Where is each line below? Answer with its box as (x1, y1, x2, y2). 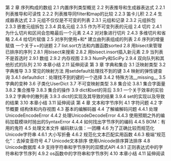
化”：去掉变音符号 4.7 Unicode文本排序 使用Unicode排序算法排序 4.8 (5, 138, 151, 144)
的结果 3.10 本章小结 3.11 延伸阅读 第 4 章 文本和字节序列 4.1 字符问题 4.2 (5, 100, 157, 106)
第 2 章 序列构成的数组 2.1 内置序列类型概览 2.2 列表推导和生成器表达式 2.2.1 (5, 5, 165, 10)
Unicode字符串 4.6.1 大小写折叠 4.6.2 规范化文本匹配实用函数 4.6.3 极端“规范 (5, 132, 166, 137)
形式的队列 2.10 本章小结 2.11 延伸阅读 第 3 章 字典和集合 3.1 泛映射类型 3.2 (9, 61, 166, 68)
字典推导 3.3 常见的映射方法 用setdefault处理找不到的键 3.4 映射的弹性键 (5, 68, 158, 74)
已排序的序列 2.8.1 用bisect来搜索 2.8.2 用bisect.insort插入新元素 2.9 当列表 (5, 49, 163, 55)
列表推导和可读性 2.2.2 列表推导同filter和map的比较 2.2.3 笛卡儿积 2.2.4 (5, 11, 157, 17)
